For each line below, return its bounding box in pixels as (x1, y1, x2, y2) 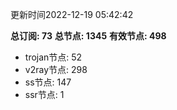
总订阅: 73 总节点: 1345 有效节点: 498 (10, 30, 167, 42)
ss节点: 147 (24, 76, 72, 88)
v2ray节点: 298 (24, 64, 88, 75)
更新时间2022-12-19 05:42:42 (10, 9, 134, 20)
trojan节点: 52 (24, 51, 83, 63)
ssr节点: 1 (24, 89, 65, 100)
